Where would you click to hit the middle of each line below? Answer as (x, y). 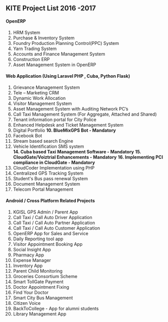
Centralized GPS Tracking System (48, 173)
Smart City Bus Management (43, 298)
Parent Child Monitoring (38, 271)
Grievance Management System (46, 87)
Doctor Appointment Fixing (41, 287)
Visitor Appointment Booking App (48, 244)
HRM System (26, 32)
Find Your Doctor (31, 292)
